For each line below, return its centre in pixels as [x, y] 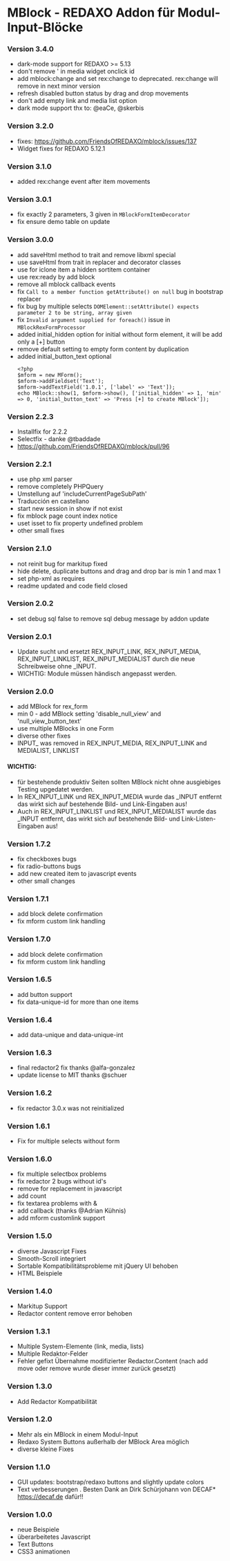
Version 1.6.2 [30, 1093]
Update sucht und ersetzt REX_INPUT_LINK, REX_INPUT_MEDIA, [109, 652]
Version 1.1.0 [29, 1467]
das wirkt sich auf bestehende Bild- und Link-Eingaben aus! [102, 804]
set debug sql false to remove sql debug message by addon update [113, 618]
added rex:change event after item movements [84, 182]
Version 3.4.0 [30, 49]
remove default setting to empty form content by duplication [103, 349]
